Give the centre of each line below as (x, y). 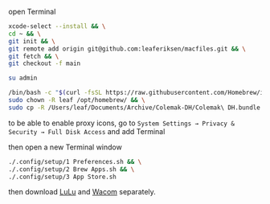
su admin (23, 78)
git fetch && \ (34, 56)
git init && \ (32, 41)
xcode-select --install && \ (57, 27)
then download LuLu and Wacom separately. (82, 192)
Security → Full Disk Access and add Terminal (87, 131)
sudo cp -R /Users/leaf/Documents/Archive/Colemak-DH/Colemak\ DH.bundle (135, 108)
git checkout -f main (45, 63)
